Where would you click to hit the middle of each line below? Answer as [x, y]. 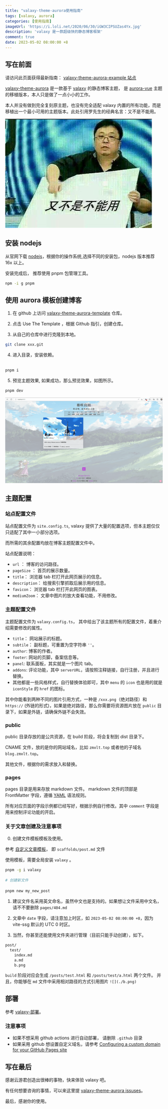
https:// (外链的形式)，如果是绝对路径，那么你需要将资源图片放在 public [81, 705]
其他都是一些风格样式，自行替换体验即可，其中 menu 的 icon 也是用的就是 [87, 682]
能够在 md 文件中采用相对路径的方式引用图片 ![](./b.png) [77, 982]
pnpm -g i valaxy [23, 870]
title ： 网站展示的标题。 [38, 638]
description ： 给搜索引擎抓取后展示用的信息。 [60, 583]
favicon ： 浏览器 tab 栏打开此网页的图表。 [56, 589]
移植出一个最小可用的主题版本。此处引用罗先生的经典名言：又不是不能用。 [82, 111]
